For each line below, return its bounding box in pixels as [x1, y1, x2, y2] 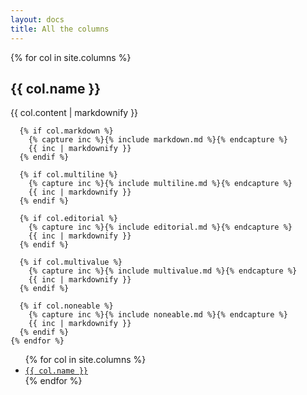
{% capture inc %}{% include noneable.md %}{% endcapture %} [28, 310, 288, 320]
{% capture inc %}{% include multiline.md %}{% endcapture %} [28, 179, 293, 189]
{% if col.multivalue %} [19, 257, 123, 268]
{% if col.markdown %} [19, 126, 114, 136]
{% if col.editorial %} [19, 214, 118, 224]
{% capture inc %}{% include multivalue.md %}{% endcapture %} [28, 266, 298, 276]
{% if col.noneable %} [19, 301, 114, 311]
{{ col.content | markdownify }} [10, 107, 139, 119]
